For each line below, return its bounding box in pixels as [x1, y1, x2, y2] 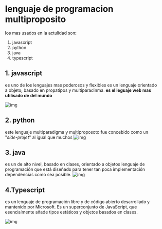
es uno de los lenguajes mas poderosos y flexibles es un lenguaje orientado [5, 82, 157, 88]
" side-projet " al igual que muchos [5, 134, 73, 140]
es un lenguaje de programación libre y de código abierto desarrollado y [5, 199, 150, 205]
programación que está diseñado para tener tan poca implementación [5, 167, 145, 172]
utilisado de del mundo [5, 92, 53, 98]
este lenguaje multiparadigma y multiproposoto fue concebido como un [5, 129, 148, 135]
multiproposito [5, 14, 66, 25]
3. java [5, 148, 26, 157]
